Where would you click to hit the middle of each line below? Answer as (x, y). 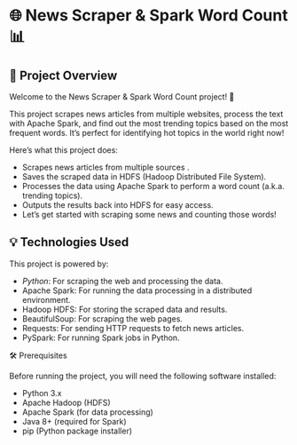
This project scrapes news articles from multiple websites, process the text (146, 114)
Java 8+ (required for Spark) (74, 421)
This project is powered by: (59, 264)
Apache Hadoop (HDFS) (66, 402)
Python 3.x (42, 393)
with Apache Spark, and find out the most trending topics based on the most (149, 123)
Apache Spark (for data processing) (87, 412)
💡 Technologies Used (69, 242)
